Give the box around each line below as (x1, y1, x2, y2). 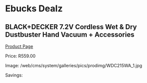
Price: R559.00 (5, 53, 36, 59)
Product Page (5, 43, 33, 49)
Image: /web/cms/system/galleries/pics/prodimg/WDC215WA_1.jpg (5, 63, 143, 68)
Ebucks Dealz (5, 3, 63, 14)
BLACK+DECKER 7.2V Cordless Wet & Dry (5, 23, 137, 31)
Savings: (5, 72, 23, 78)
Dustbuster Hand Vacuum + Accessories (5, 30, 135, 39)
